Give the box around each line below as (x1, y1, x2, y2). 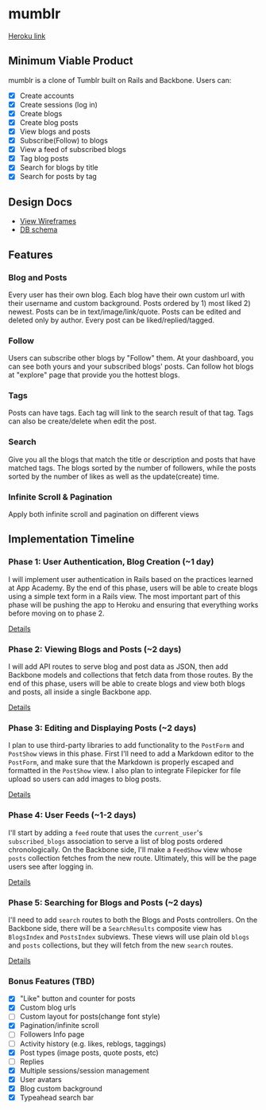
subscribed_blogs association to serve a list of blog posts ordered (8, 836, 223, 846)
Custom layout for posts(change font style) (19, 1012, 160, 1022)
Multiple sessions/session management (19, 1065, 149, 1075)
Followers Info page (19, 1030, 85, 1039)
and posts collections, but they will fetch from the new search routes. (8, 940, 233, 950)
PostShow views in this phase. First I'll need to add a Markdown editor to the (8, 749, 254, 759)
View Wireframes (19, 217, 77, 226)
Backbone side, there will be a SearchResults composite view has (8, 923, 222, 932)
